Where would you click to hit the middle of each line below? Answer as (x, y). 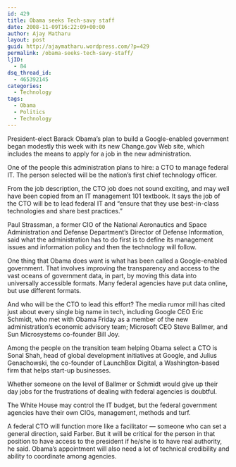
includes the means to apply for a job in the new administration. (99, 154)
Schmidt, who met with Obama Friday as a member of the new (98, 319)
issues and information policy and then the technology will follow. (102, 247)
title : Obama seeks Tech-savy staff (61, 20)
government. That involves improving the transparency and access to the (113, 268)
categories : (25, 86)
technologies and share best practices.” (65, 211)
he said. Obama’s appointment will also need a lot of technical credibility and (118, 449)
